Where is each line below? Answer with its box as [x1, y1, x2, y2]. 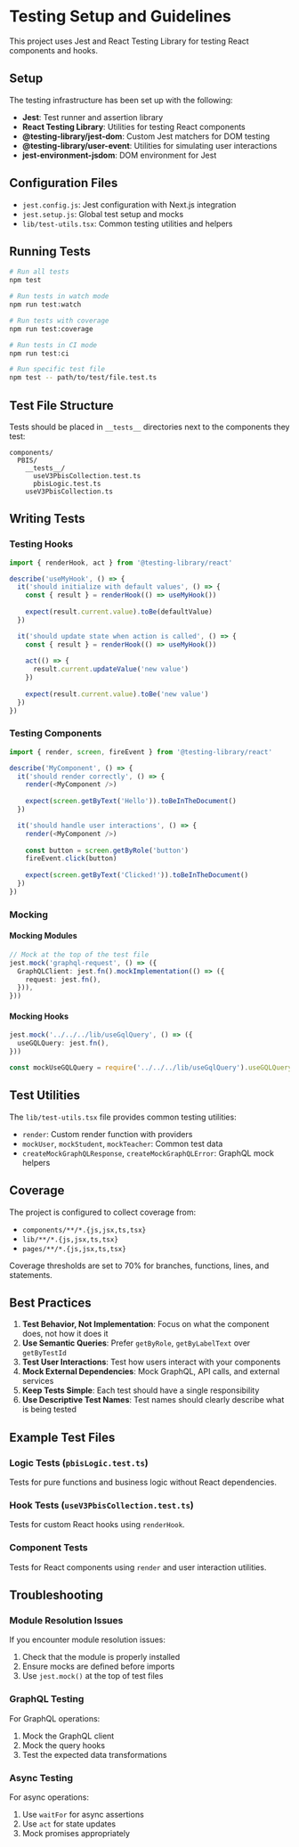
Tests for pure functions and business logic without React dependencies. [9, 1477, 278, 1487]
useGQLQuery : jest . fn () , [17, 1039, 109, 1048]
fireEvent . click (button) [25, 854, 117, 863]
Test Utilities [9, 1088, 81, 1103]
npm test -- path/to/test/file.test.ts [9, 373, 158, 382]
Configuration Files [9, 175, 118, 191]
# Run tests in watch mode [9, 292, 109, 301]
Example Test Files [9, 1429, 116, 1444]
